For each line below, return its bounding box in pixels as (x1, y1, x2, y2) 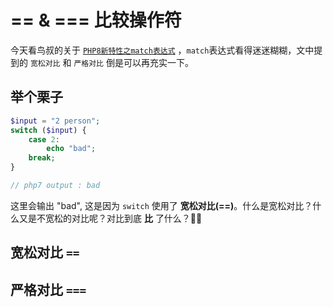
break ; (28, 153, 56, 163)
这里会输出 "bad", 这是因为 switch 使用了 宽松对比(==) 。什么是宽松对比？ (10, 199, 313, 211)
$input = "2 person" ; (10, 116, 101, 126)
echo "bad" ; (46, 144, 97, 154)
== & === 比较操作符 (10, 9, 182, 32)
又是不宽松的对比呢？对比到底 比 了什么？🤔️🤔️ (18, 212, 203, 224)
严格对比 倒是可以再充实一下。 (73, 56, 194, 68)
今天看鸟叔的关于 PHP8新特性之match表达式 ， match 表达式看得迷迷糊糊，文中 (10, 44, 315, 56)
